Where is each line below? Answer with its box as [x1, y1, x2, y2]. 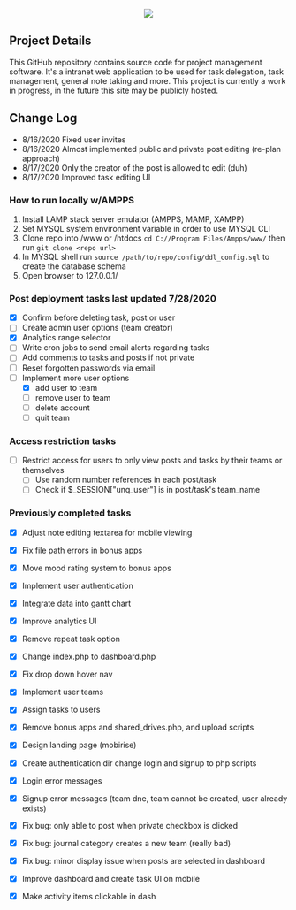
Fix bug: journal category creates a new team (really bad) [21, 837, 231, 848]
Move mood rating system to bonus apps [21, 562, 172, 573]
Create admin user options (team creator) [21, 323, 174, 333]
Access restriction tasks [9, 434, 117, 447]
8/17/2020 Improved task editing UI [21, 172, 151, 182]
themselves [21, 465, 65, 476]
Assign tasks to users [21, 704, 101, 715]
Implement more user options [21, 372, 130, 383]
